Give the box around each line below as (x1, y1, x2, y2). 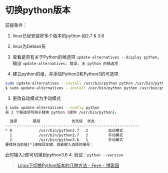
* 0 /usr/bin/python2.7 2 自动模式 (5, 128, 123, 133)
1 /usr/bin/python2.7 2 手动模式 (9, 133, 123, 138)
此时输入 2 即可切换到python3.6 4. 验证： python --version (5, 151, 123, 157)
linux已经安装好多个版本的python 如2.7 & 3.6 (12, 32, 104, 38)
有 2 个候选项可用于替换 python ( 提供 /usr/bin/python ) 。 (5, 109, 119, 115)
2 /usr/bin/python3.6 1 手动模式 (9, 137, 123, 142)
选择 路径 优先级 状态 (9, 118, 95, 124)
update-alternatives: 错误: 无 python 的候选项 (22, 61, 118, 66)
